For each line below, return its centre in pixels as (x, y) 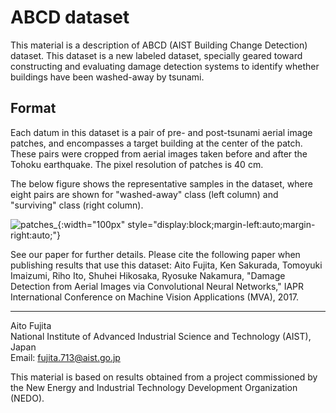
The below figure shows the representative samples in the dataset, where (161, 183)
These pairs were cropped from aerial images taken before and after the (159, 153)
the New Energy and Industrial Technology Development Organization (154, 387)
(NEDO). (27, 398)
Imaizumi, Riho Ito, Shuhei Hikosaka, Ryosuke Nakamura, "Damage (148, 275)
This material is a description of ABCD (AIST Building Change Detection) (159, 45)
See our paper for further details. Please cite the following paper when (155, 254)
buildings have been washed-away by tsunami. (107, 77)
